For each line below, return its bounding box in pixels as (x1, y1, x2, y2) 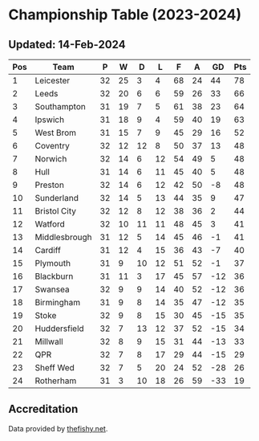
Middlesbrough (34, 231, 92, 243)
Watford (34, 218, 66, 230)
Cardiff (34, 245, 62, 255)
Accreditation (8, 402, 79, 416)
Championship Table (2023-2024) (8, 6, 242, 24)
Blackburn (34, 271, 74, 282)
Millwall (34, 336, 63, 347)
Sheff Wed (34, 362, 75, 373)
